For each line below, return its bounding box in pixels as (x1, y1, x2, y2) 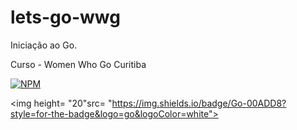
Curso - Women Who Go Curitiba (10, 58, 147, 70)
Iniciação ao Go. (10, 39, 78, 51)
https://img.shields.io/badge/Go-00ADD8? (111, 97, 287, 109)
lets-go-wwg (10, 6, 121, 29)
